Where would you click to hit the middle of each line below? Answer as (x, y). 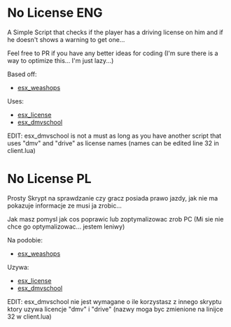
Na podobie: (25, 240)
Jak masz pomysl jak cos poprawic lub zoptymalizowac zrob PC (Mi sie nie (115, 219)
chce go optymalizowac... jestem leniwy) (66, 226)
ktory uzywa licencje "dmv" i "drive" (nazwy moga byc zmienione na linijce (115, 309)
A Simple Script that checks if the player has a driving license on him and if (115, 32)
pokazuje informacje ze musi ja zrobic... (65, 205)
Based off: (22, 74)
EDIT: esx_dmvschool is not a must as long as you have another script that (114, 136)
